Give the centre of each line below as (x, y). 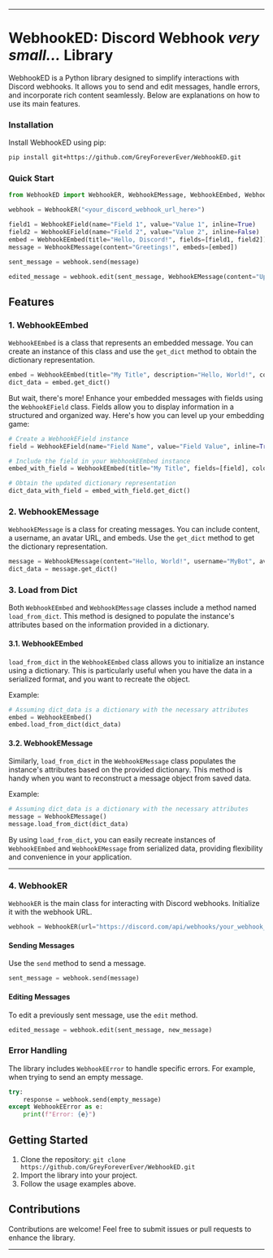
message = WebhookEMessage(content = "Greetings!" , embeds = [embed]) (123, 247)
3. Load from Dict (43, 590)
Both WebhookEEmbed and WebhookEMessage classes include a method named (132, 607)
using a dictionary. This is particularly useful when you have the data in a (130, 670)
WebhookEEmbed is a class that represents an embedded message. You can (131, 343)
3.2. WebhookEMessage (51, 743)
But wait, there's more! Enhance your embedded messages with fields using (136, 398)
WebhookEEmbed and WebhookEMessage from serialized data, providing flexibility (136, 849)
